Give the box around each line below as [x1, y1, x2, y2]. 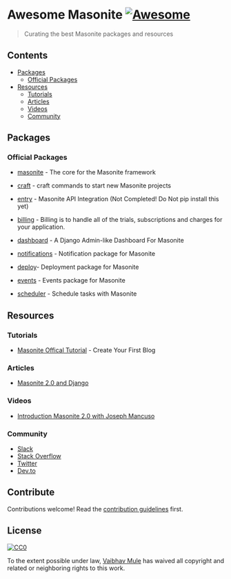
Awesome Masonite [7, 7, 123, 23]
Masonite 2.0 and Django [17, 379, 89, 387]
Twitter [17, 459, 38, 468]
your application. [17, 223, 66, 231]
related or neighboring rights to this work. [7, 564, 125, 572]
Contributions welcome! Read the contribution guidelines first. [7, 505, 183, 513]
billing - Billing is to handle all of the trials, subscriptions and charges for [17, 216, 223, 224]
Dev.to [17, 467, 36, 475]
